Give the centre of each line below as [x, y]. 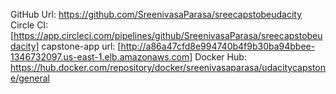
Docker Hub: [220, 57]
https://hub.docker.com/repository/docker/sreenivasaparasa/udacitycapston [168, 67]
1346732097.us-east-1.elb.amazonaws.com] [101, 57]
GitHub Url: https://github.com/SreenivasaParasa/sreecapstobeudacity [156, 14]
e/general [30, 78]
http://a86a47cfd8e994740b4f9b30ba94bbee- [218, 46]
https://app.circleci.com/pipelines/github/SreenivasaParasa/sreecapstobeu [168, 35]
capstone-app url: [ [81, 46]
